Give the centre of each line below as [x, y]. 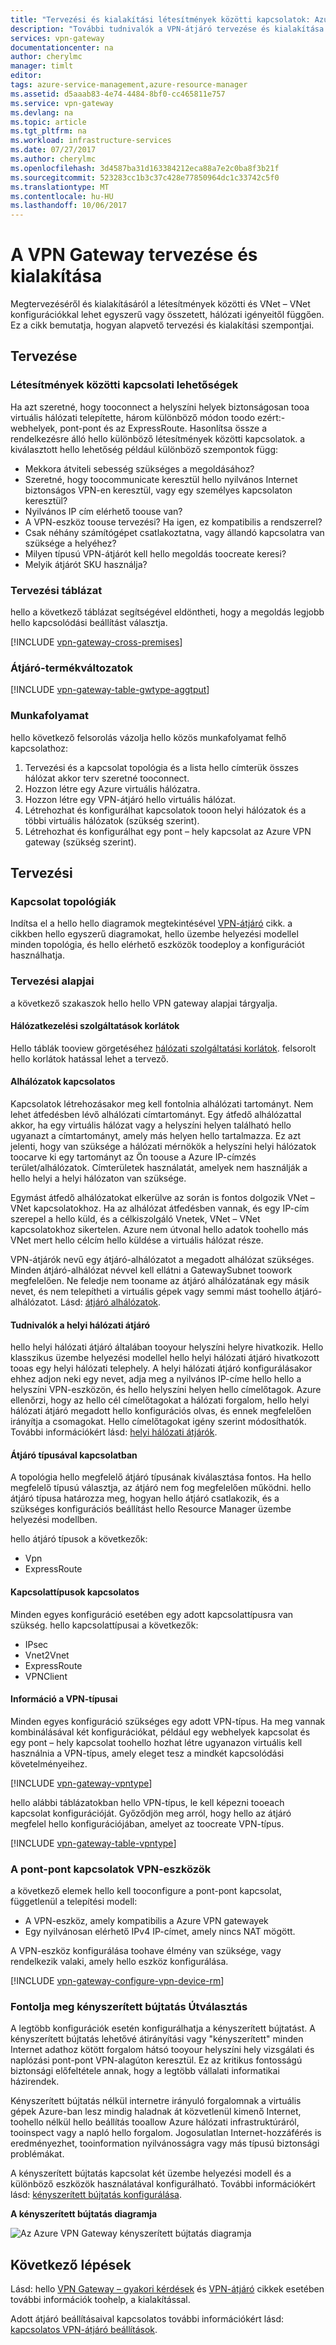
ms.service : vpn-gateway [62, 103]
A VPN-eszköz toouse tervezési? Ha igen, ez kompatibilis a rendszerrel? [173, 522]
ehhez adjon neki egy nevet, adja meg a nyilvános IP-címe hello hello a [156, 1379]
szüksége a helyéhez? [70, 543]
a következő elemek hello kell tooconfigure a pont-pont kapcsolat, [146, 1891]
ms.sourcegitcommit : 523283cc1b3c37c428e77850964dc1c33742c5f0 [145, 177]
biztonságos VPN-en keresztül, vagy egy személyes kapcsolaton [158, 490]
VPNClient [46, 1676]
